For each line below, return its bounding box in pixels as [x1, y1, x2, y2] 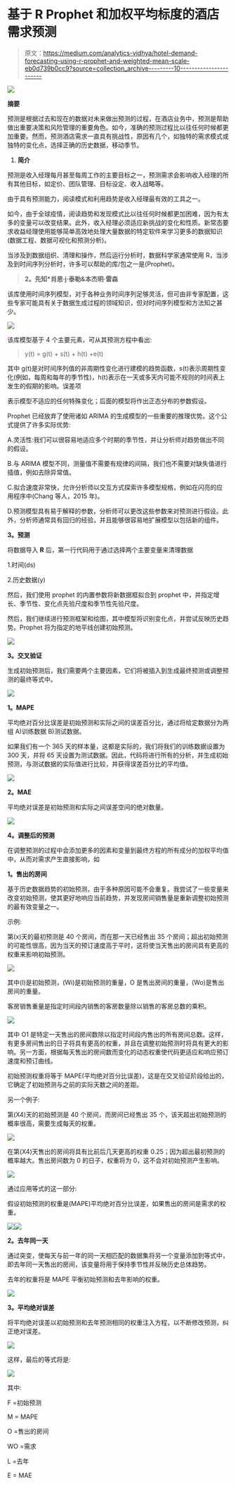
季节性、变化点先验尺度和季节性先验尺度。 [19, 599, 143, 608]
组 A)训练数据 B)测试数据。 [7, 727, 86, 735]
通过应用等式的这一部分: [7, 1184, 77, 1193]
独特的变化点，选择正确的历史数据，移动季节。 [7, 140, 143, 149]
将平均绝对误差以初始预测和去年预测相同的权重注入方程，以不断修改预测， [7, 1318, 223, 1326]
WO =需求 [7, 1442, 37, 1450]
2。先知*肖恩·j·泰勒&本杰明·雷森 [24, 274, 118, 283]
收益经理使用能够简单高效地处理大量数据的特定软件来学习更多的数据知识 [13, 227, 223, 235]
